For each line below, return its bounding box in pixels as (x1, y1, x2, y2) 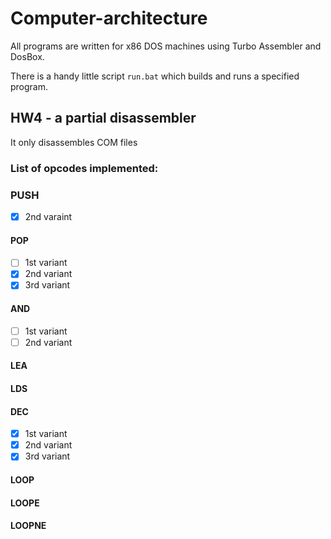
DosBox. (10, 50, 45, 62)
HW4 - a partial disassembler (10, 110, 197, 127)
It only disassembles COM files (10, 136, 138, 148)
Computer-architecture (10, 7, 208, 30)
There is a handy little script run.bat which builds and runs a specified (10, 70, 300, 82)
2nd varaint (24, 210, 73, 222)
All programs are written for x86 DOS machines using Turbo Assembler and (10, 40, 322, 52)
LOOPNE (10, 520, 47, 532)
